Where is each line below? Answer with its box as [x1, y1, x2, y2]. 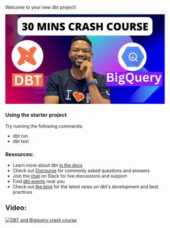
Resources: [5, 151, 34, 158]
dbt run [12, 133, 28, 139]
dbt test [12, 138, 29, 144]
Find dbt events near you [12, 179, 65, 185]
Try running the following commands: [5, 123, 83, 129]
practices [12, 189, 33, 195]
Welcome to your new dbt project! [5, 5, 76, 10]
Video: [5, 204, 27, 212]
